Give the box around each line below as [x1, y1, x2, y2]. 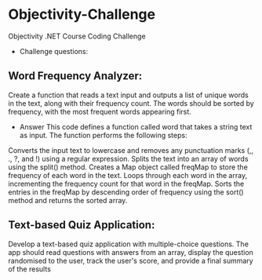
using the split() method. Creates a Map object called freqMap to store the [8, 162, 249, 172]
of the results [8, 264, 51, 274]
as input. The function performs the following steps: [19, 130, 187, 140]
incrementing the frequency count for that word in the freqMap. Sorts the [8, 179, 245, 188]
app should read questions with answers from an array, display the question [8, 247, 253, 256]
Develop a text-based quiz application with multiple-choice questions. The [8, 239, 249, 249]
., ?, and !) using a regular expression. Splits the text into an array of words [8, 154, 249, 163]
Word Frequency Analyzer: [8, 69, 143, 83]
